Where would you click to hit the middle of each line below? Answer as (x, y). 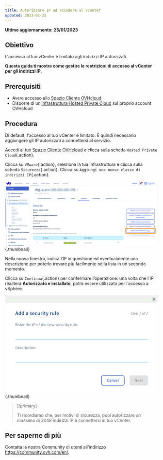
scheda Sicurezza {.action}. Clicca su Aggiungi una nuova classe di (73, 169)
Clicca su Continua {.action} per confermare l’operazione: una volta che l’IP (79, 278)
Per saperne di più (33, 436)
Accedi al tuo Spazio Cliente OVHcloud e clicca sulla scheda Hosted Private (81, 150)
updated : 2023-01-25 (26, 15)
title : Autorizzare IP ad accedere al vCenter (53, 10)
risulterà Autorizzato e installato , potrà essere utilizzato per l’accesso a (77, 284)
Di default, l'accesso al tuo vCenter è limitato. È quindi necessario (71, 135)
